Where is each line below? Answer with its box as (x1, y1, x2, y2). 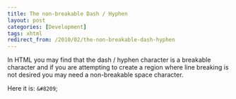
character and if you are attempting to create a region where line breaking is (7, 63, 229, 72)
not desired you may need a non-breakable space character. (7, 71, 184, 79)
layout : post (7, 17, 46, 24)
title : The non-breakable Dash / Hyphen (7, 10, 129, 18)
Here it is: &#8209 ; (7, 84, 58, 93)
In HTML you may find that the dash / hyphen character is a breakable (7, 55, 211, 64)
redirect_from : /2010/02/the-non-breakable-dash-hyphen (7, 37, 175, 44)
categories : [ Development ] (7, 23, 87, 30)
